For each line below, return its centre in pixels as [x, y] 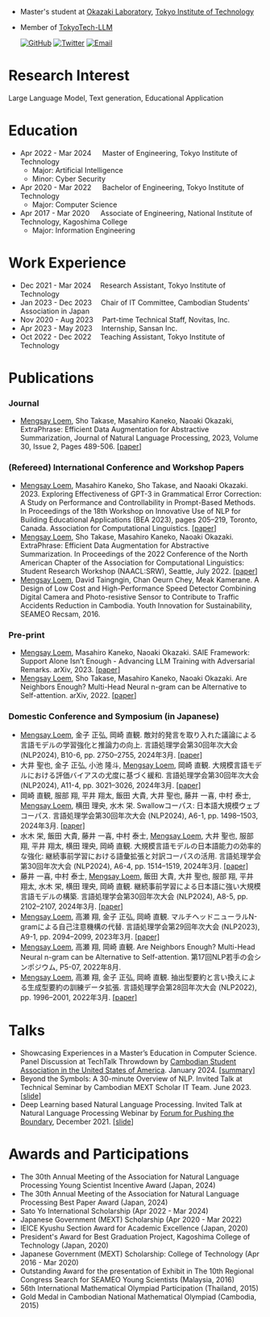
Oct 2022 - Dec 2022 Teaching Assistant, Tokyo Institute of [123, 337]
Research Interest [69, 76]
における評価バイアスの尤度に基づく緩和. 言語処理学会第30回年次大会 [143, 776]
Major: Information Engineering [83, 230]
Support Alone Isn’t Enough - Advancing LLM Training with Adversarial [137, 661]
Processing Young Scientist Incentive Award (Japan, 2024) [118, 1185]
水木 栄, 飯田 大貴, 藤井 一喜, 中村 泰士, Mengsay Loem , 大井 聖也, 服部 [137, 836]
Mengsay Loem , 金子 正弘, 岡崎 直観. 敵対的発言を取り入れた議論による [138, 735]
